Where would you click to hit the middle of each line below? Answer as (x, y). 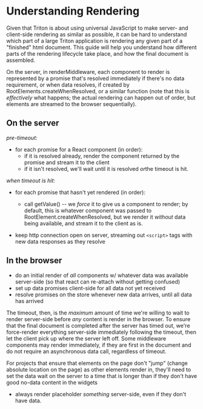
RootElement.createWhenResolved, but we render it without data (105, 217)
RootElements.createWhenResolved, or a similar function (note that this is (98, 91)
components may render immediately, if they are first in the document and (99, 345)
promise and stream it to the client (67, 162)
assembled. (21, 60)
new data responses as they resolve (60, 241)
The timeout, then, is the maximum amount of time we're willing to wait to (98, 313)
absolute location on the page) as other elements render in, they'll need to (99, 369)
